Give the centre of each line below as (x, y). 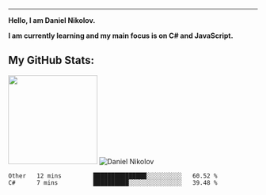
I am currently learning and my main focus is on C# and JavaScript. (121, 36)
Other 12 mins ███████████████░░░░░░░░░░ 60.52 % (113, 176)
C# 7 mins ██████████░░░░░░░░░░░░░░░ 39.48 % (113, 182)
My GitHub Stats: (51, 60)
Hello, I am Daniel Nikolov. (52, 20)
